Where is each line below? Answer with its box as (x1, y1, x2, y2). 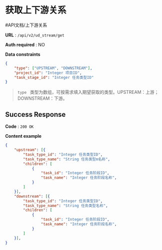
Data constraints (5, 51, 41, 57)
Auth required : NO (5, 41, 45, 47)
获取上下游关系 (5, 4, 67, 16)
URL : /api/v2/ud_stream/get (5, 32, 65, 38)
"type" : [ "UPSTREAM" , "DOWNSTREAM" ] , (14, 65, 93, 70)
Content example (5, 133, 42, 139)
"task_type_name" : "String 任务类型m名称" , (23, 157, 111, 162)
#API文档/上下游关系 (5, 22, 47, 28)
